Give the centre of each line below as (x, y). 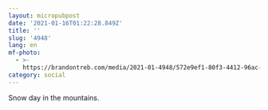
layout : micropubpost (44, 16)
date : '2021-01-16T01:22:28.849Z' (66, 23)
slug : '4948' (30, 38)
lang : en (23, 45)
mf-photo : (25, 53)
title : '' (25, 30)
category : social (37, 75)
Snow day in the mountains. (54, 97)
